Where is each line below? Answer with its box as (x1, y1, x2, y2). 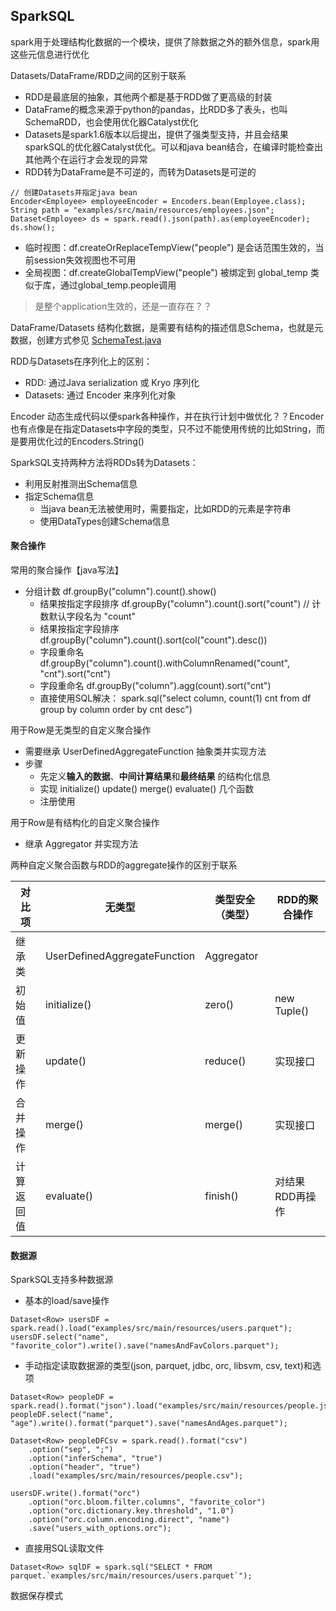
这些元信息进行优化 (10, 48, 90, 60)
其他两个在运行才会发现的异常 (24, 153, 148, 165)
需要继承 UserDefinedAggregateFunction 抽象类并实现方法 (24, 745, 267, 758)
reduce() (204, 1054, 247, 1068)
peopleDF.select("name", (10, 1410, 114, 1420)
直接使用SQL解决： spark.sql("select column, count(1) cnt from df (39, 692, 312, 704)
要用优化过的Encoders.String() (18, 435, 145, 447)
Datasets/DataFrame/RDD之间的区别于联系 (10, 69, 187, 81)
